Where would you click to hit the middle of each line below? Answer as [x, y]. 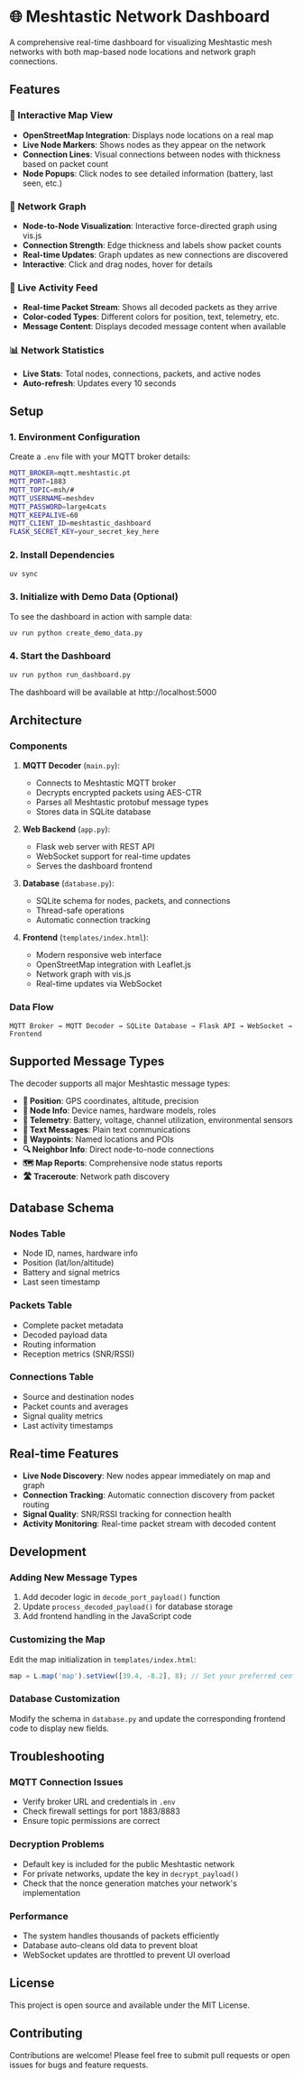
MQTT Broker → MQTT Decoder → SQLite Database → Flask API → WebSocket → [151, 1026]
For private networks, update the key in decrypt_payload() [131, 1873]
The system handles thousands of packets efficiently [120, 1936]
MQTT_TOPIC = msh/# [42, 490]
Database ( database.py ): [68, 883]
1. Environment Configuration [75, 437]
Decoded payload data [65, 1334]
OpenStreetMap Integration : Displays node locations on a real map [148, 135]
